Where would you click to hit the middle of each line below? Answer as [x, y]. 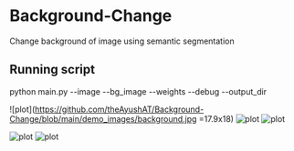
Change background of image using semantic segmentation [122, 41]
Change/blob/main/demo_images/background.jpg [103, 118]
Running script [52, 70]
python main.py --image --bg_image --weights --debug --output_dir [138, 91]
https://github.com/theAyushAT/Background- [120, 109]
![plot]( [22, 109]
